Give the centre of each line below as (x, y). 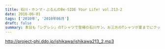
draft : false (18, 23)
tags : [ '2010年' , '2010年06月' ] (37, 18)
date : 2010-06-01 (23, 14)
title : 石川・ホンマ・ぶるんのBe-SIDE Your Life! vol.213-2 (64, 9)
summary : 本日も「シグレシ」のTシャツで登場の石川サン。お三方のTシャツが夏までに (79, 28)
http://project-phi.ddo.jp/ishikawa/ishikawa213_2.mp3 (60, 41)
